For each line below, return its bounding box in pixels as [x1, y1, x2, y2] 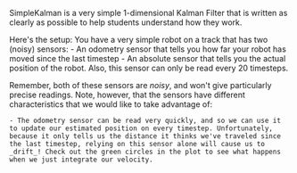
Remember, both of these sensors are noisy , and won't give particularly [9, 80, 272, 90]
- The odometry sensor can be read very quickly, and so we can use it [9, 116, 281, 125]
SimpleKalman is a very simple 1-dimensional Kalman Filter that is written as [9, 8, 288, 18]
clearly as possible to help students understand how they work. [9, 17, 243, 28]
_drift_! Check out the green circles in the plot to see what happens [9, 147, 281, 156]
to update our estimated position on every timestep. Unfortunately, [9, 124, 274, 133]
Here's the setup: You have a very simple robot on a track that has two [9, 35, 268, 45]
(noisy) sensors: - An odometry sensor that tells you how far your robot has [9, 44, 287, 54]
